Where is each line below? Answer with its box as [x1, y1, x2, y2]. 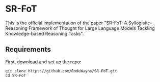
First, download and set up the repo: [5, 59, 82, 65]
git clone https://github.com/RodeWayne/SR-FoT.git [5, 68, 117, 73]
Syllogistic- [128, 20, 152, 26]
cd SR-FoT [5, 73, 26, 78]
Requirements [5, 45, 51, 54]
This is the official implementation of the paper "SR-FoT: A [5, 20, 127, 26]
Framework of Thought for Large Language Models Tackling [29, 25, 155, 31]
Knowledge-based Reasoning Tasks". [5, 30, 84, 36]
